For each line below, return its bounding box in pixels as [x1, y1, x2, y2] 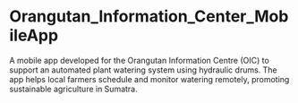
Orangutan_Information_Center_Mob [9, 6, 289, 27]
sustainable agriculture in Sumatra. [9, 83, 138, 94]
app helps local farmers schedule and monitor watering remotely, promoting [9, 73, 290, 84]
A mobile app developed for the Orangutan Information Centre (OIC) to [9, 55, 270, 65]
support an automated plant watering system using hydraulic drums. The [9, 64, 277, 75]
